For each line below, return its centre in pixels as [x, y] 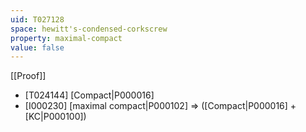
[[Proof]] [28, 76]
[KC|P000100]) [55, 117]
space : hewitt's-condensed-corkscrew [89, 29]
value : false [37, 47]
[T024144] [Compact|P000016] [89, 95]
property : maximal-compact [66, 38]
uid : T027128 [37, 19]
